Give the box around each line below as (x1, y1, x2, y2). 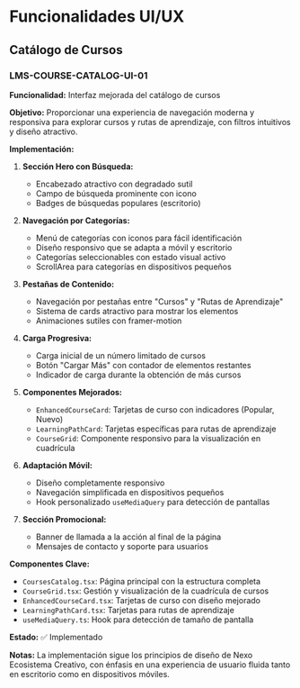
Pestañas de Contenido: (22, 278, 115, 289)
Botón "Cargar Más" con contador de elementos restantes (35, 359, 251, 370)
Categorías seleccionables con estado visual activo (35, 251, 226, 262)
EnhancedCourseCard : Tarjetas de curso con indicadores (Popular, (35, 403, 275, 415)
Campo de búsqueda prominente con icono (35, 187, 198, 199)
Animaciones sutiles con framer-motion (35, 315, 182, 326)
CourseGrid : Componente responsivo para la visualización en (35, 432, 261, 443)
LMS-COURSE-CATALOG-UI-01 (9, 69, 148, 82)
